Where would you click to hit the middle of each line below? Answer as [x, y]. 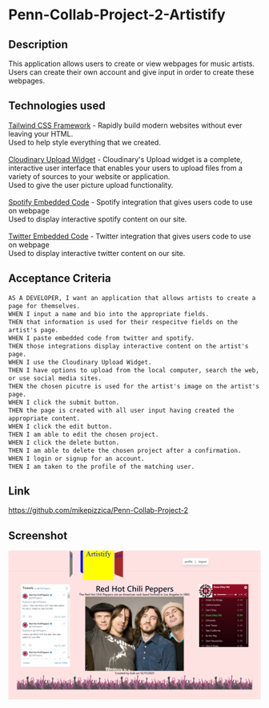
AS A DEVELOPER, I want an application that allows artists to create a [132, 298]
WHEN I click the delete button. [64, 442]
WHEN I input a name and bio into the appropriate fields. [109, 314]
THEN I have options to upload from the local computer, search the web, [134, 370]
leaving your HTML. [41, 133]
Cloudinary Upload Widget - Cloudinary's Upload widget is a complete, [125, 159]
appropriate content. [44, 418]
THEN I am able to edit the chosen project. [84, 434]
